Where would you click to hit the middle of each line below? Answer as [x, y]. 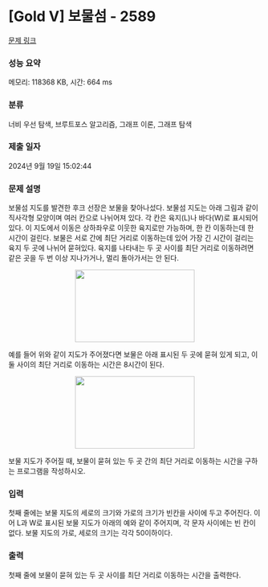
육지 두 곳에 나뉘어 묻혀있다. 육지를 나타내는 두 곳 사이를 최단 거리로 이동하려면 [131, 248]
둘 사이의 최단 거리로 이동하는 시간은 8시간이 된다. [86, 365]
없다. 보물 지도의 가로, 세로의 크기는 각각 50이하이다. [91, 533]
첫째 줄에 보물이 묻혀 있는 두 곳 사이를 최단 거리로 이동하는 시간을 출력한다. [125, 575]
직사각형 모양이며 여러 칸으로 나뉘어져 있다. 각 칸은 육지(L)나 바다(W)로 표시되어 [133, 218]
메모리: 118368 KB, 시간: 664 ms [60, 82]
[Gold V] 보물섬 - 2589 [82, 16]
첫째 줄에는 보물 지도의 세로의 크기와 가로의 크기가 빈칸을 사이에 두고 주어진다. [130, 513]
